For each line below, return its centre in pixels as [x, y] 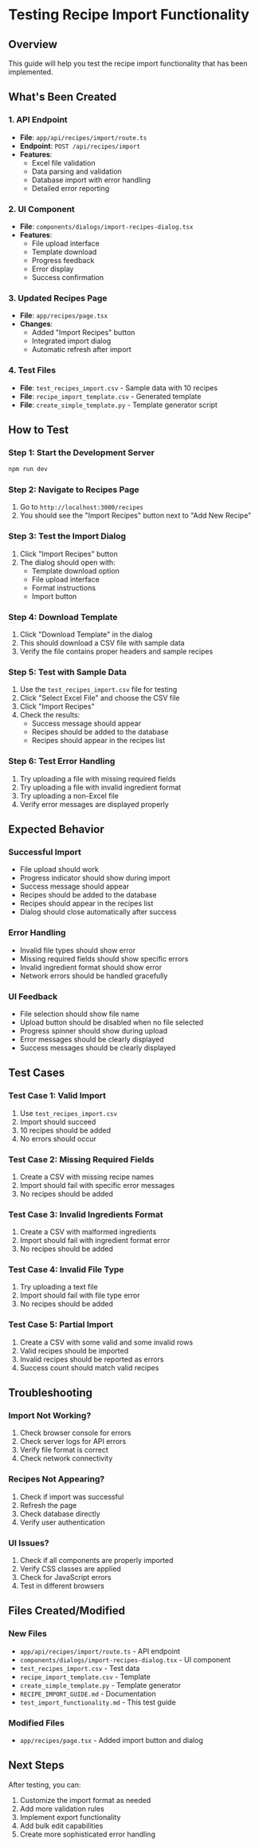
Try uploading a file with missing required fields [98, 778]
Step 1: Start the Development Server [82, 452]
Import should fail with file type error [80, 1295]
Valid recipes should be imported [74, 1350]
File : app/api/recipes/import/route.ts [83, 137]
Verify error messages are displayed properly [94, 804]
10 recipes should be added [65, 1130]
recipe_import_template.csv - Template [85, 1677]
